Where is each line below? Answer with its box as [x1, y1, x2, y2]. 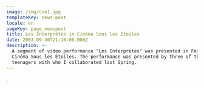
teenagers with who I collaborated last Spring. [12, 59, 137, 65]
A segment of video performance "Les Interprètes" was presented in [12, 48, 189, 54]
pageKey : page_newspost [6, 25, 67, 32]
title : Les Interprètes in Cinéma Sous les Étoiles [6, 31, 140, 37]
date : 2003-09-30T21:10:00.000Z [6, 37, 88, 43]
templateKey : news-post [6, 14, 67, 20]
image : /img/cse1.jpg [6, 8, 61, 15]
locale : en [6, 20, 34, 26]
